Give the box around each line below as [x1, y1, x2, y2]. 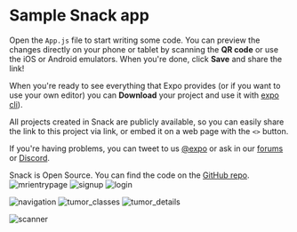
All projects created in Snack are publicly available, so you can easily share [9, 116, 285, 127]
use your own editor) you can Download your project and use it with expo [9, 90, 280, 100]
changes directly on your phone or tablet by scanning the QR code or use [9, 44, 278, 54]
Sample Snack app [9, 5, 149, 26]
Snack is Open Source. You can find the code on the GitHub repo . [9, 170, 250, 180]
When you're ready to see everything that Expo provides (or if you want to [9, 80, 281, 91]
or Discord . [9, 152, 51, 163]
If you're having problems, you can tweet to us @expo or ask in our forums [9, 143, 284, 154]
